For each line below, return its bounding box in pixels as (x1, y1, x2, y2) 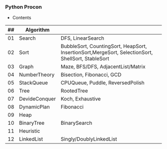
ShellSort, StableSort (60, 55, 109, 62)
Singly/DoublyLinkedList (60, 136, 117, 143)
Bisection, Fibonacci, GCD (60, 71, 122, 78)
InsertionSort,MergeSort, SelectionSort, (60, 49, 153, 56)
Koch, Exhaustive (60, 96, 101, 102)
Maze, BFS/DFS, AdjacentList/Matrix (60, 63, 146, 70)
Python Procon (5, 3, 42, 10)
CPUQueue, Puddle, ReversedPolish (60, 79, 145, 86)
